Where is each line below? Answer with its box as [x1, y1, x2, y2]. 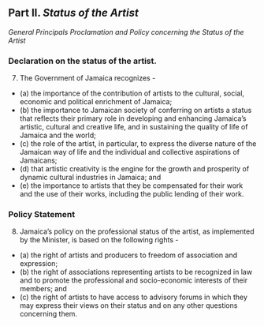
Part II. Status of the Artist [8, 6, 139, 20]
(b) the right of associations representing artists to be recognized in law [19, 268, 253, 277]
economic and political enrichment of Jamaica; [19, 97, 173, 107]
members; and [19, 284, 67, 294]
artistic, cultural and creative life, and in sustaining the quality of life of [19, 122, 248, 132]
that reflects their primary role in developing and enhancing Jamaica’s [19, 114, 247, 123]
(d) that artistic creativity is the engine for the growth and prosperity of [19, 164, 250, 174]
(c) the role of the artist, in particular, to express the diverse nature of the [19, 139, 257, 148]
